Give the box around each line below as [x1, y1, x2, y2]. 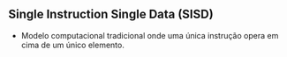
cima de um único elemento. [20, 39, 125, 50]
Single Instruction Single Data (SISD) [8, 7, 214, 22]
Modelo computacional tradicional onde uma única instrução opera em [20, 30, 279, 40]
